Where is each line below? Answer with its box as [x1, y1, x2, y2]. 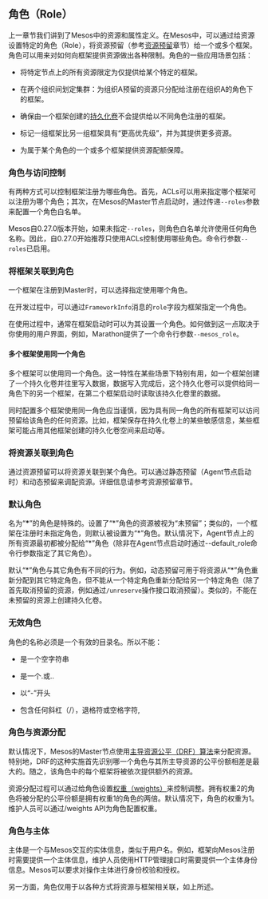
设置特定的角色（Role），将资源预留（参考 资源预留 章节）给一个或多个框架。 [8, 40, 257, 50]
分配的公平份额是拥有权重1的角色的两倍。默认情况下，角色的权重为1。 [29, 794, 259, 803]
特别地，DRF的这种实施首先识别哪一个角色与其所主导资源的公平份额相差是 [8, 756, 253, 766]
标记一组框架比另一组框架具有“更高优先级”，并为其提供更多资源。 [19, 128, 237, 137]
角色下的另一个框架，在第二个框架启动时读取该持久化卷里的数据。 [8, 388, 225, 398]
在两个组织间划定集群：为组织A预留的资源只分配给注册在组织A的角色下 [19, 84, 254, 93]
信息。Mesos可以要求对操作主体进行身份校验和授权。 [8, 865, 184, 875]
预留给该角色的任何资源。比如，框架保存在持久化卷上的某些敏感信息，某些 [8, 415, 253, 425]
